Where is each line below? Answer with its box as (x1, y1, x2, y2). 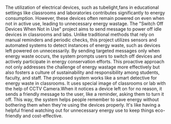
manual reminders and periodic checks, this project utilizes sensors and (5, 37, 157, 43)
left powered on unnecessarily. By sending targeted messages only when (5, 48, 160, 54)
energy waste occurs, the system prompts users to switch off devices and (5, 53, 162, 59)
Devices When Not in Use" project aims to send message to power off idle (5, 26, 162, 32)
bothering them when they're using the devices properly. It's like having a (5, 102, 160, 108)
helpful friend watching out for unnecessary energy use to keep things (5, 107, 155, 113)
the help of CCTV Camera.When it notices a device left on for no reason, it (5, 86, 162, 91)
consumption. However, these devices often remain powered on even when (5, 15, 165, 21)
